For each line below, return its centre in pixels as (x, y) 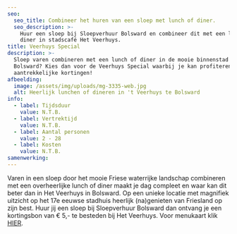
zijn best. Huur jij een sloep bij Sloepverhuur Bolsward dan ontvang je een (115, 208)
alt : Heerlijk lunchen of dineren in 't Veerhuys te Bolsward (107, 92)
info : (15, 99)
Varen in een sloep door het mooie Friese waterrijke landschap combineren (116, 178)
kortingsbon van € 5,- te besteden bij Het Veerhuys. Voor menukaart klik (113, 215)
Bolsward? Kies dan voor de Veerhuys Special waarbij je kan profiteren (123, 66)
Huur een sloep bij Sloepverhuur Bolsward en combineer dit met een (123, 33)
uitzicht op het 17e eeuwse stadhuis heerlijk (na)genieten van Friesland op (115, 200)
